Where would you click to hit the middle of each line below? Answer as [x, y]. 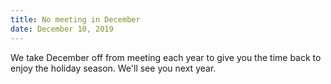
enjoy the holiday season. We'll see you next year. [113, 68]
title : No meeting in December [75, 19]
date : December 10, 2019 [62, 29]
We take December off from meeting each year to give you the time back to [166, 57]
